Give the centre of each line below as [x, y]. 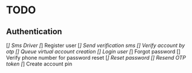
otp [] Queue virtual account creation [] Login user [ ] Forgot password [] [93, 52]
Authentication [34, 32]
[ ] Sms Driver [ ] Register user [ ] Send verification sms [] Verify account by [96, 45]
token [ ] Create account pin [39, 64]
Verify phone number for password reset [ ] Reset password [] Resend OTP [96, 58]
